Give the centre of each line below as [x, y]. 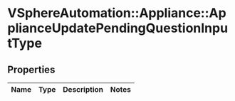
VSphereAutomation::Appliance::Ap [117, 13]
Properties [31, 69]
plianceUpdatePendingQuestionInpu [118, 28]
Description [83, 89]
